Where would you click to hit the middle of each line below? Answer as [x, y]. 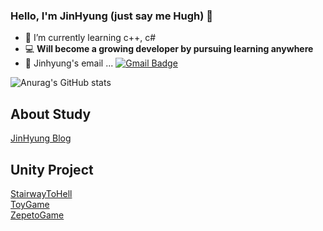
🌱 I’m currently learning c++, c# [90, 38]
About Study [51, 114]
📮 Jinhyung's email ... [69, 63]
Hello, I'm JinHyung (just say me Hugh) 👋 [112, 16]
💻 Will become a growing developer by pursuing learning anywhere [169, 49]
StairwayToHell [41, 193]
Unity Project [52, 169]
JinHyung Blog [41, 138]
